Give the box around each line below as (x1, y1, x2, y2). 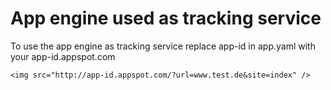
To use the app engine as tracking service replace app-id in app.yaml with (10, 40, 316, 52)
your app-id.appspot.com (10, 50, 116, 62)
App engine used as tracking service (10, 7, 322, 30)
